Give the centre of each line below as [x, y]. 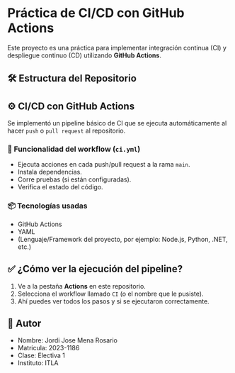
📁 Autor [24, 323]
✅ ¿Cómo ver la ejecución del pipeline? [95, 269]
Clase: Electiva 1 [41, 355]
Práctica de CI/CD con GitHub [96, 13]
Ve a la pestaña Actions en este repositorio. [82, 286]
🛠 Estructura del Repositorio [72, 78]
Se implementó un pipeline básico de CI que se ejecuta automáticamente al [117, 123]
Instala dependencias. [50, 172]
